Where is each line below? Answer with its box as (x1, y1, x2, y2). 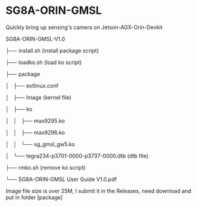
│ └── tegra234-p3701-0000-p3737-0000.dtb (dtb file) (5, 152, 149, 159)
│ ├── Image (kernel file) (5, 94, 72, 101)
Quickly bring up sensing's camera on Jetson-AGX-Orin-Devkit (5, 24, 163, 31)
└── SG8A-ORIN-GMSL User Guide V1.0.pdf (5, 176, 117, 183)
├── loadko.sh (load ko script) (5, 59, 82, 66)
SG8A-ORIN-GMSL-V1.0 (5, 35, 65, 42)
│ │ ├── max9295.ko (5, 117, 65, 124)
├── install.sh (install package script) (5, 46, 99, 54)
